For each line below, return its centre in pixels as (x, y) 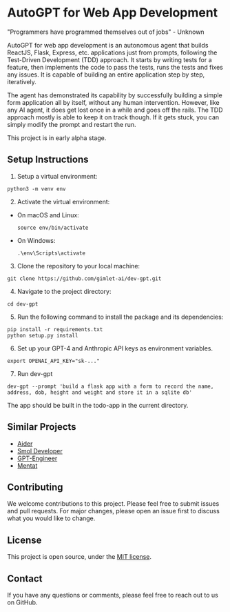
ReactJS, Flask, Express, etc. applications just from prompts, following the (112, 52)
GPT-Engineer (37, 458)
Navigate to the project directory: (64, 291)
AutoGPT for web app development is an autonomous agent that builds (108, 45)
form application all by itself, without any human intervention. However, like (114, 102)
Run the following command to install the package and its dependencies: (120, 317)
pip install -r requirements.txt (55, 329)
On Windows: (36, 240)
